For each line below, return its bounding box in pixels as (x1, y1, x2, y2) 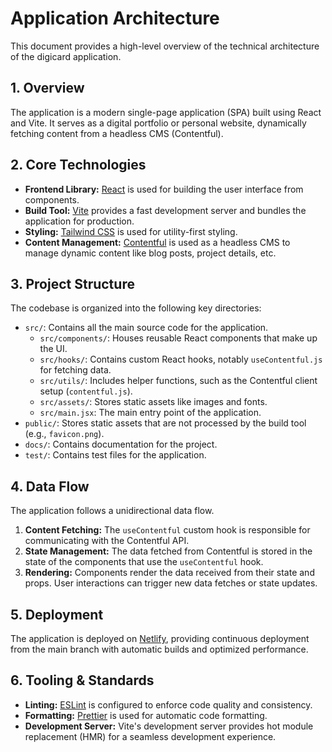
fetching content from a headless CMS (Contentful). (10, 127, 224, 139)
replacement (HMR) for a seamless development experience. (24, 730, 277, 742)
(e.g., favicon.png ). (24, 428, 105, 440)
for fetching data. (39, 364, 112, 376)
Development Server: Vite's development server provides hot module (24, 720, 314, 732)
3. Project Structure (10, 275, 135, 292)
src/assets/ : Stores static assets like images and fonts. (39, 396, 268, 408)
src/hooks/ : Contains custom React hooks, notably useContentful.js (39, 353, 323, 366)
